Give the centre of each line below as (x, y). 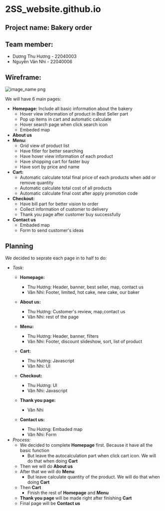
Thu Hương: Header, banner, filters (63, 336)
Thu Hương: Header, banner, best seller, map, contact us (85, 287)
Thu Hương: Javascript (51, 361)
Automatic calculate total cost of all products (66, 188)
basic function (35, 450)
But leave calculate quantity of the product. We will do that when (94, 477)
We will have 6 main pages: (33, 99)
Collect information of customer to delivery (64, 209)
